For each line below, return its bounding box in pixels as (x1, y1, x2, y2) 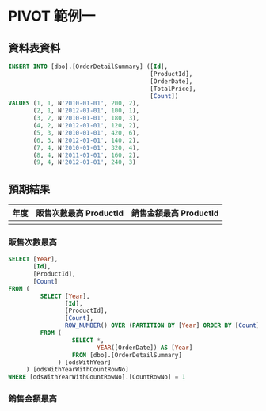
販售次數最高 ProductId (36, 207, 124, 219)
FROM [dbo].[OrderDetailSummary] (71, 351, 182, 359)
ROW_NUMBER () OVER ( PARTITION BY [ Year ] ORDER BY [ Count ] (64, 322, 260, 329)
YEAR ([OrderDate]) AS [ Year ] (96, 344, 193, 352)
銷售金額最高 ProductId (131, 207, 219, 219)
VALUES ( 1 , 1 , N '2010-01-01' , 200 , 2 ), (8, 100, 140, 108)
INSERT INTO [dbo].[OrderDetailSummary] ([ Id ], (8, 63, 169, 70)
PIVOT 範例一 (8, 7, 96, 25)
